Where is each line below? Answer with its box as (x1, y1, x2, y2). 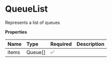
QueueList (5, 3, 48, 15)
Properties (5, 29, 27, 35)
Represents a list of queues (5, 20, 60, 25)
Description (76, 41, 105, 47)
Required (50, 41, 72, 47)
